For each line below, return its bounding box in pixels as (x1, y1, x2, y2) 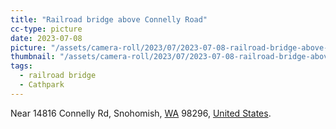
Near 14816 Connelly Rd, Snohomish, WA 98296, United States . (10, 107, 272, 119)
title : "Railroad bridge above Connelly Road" (10, 14, 208, 25)
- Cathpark (19, 80, 65, 90)
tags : (10, 61, 33, 71)
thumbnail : (10, 52, 56, 62)
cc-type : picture (10, 24, 83, 34)
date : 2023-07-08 (10, 33, 83, 43)
